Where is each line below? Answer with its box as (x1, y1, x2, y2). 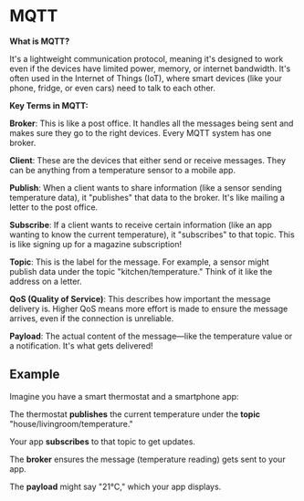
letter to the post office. (9, 202, 99, 213)
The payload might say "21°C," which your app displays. (9, 481, 222, 492)
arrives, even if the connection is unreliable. (9, 312, 174, 324)
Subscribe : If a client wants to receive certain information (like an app (9, 219, 272, 230)
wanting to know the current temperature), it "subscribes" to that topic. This (9, 229, 295, 240)
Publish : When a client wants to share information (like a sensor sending (9, 182, 283, 193)
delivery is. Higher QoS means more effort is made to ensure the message (9, 303, 288, 314)
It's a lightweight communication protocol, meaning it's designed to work (9, 53, 284, 64)
